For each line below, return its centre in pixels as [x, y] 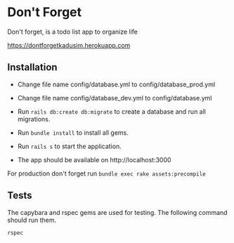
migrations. [34, 119]
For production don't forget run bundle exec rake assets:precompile [106, 173]
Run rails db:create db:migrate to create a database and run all [111, 111]
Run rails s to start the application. [69, 146]
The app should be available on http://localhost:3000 [94, 159]
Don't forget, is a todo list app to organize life [73, 32]
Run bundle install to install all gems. [73, 132]
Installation [32, 67]
